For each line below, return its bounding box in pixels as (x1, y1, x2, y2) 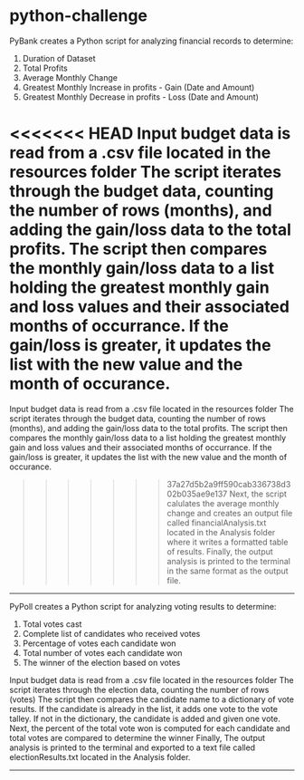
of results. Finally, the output (166, 545, 273, 557)
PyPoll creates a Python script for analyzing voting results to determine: (9, 601, 277, 611)
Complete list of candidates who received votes (22, 628, 201, 639)
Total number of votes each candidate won (22, 647, 183, 658)
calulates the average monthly (166, 497, 280, 508)
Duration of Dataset (22, 53, 97, 63)
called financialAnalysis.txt (166, 517, 267, 528)
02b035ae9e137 (166, 488, 228, 499)
